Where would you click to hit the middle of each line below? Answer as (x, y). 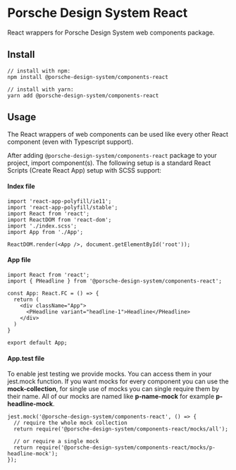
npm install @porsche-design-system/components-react (88, 77)
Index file (21, 186)
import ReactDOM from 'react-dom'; (60, 220)
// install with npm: (39, 71)
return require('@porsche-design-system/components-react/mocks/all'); (121, 429)
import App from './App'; (45, 232)
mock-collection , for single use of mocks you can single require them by (113, 389)
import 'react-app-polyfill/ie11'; (60, 201)
